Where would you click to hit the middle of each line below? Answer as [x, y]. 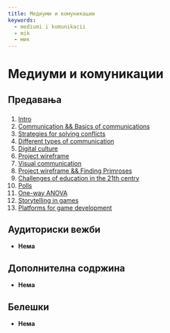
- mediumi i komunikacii [50, 26]
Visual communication [50, 163]
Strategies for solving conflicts [62, 134]
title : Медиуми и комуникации [52, 14]
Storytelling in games [48, 200]
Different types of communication [66, 141]
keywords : [22, 20]
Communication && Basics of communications [84, 126]
